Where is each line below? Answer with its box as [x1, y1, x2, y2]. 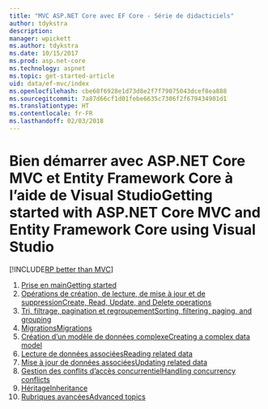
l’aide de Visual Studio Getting [9, 187, 213, 204]
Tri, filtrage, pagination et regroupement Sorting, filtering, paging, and [20, 306, 253, 315]
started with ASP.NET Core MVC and [9, 204, 262, 222]
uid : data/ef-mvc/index [9, 79, 90, 87]
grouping [20, 314, 52, 324]
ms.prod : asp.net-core [9, 57, 86, 65]
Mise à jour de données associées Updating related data [20, 357, 208, 367]
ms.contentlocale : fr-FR [9, 110, 93, 118]
